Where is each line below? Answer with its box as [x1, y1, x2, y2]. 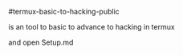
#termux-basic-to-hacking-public [8, 7, 120, 16]
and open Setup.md [8, 37, 74, 47]
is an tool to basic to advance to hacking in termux [8, 22, 175, 31]
